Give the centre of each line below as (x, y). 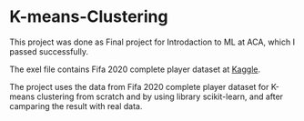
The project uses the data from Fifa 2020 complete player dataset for (139, 86)
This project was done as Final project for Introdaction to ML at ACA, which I (152, 42)
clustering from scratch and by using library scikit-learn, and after (160, 96)
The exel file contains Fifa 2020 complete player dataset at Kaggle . (135, 69)
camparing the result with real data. (76, 106)
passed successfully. (49, 51)
